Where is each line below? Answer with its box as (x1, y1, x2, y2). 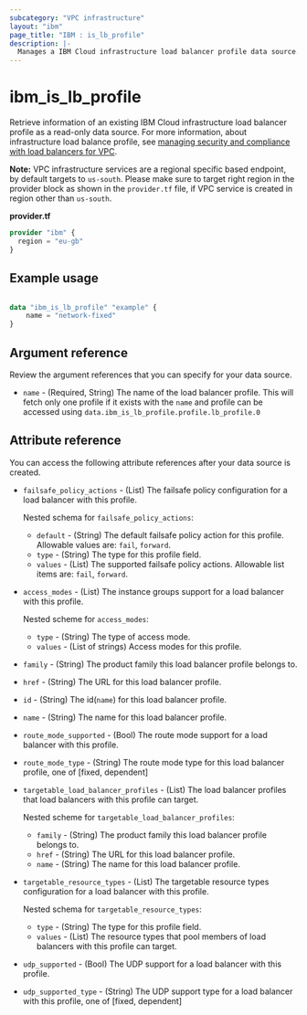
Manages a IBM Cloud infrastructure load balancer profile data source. (17, 48, 301, 57)
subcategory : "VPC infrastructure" (9, 13, 145, 23)
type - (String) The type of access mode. (36, 631, 191, 642)
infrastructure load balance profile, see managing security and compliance (9, 136, 291, 147)
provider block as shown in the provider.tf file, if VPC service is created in (9, 184, 293, 195)
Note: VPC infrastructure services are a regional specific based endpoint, (9, 164, 286, 174)
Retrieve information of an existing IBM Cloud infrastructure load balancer (9, 117, 288, 128)
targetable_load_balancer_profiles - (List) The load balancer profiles (22, 784, 287, 795)
